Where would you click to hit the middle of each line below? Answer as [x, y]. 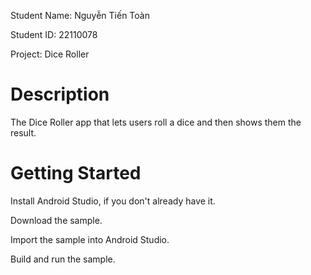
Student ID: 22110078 [54, 34]
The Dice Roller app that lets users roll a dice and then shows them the [156, 122]
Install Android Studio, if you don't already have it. [113, 201]
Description [60, 94]
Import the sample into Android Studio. [90, 239]
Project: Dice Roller [50, 54]
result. [23, 132]
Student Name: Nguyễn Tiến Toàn [80, 15]
